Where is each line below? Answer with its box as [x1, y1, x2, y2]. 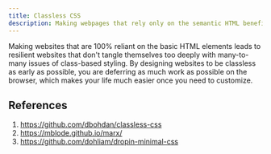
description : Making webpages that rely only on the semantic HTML [8, 19, 240, 27]
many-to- [217, 50, 249, 59]
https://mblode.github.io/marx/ [19, 128, 123, 138]
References [8, 98, 68, 112]
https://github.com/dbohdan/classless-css [19, 120, 162, 129]
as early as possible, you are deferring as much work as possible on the [8, 67, 248, 76]
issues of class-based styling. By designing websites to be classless [27, 58, 256, 68]
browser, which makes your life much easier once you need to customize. [8, 75, 253, 85]
